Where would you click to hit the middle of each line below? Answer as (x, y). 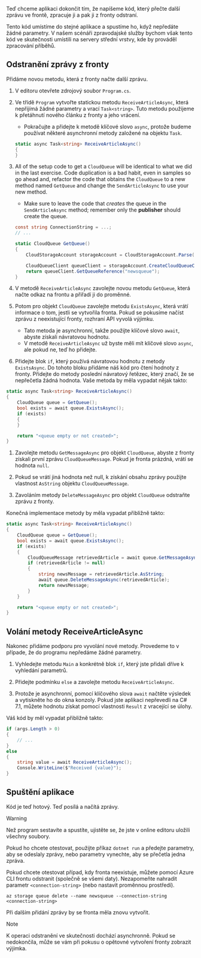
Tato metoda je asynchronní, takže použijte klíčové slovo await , (102, 331)
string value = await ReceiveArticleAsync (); (75, 763)
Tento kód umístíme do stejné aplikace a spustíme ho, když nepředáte (92, 27)
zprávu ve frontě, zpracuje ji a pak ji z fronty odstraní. (72, 15)
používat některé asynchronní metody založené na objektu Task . (103, 133)
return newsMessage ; (64, 585)
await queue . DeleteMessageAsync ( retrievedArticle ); (104, 580)
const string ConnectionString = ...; (63, 227)
